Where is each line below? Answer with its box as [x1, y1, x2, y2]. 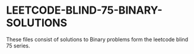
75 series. [6, 42, 30, 49]
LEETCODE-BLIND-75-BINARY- [6, 4, 163, 17]
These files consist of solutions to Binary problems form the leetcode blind [6, 36, 189, 43]
